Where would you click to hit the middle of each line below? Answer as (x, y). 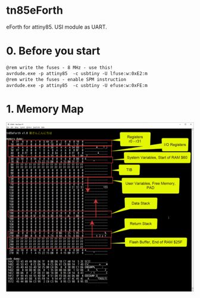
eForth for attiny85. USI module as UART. (57, 27)
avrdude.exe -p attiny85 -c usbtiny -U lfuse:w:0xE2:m (77, 73)
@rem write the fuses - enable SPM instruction (66, 79)
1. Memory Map (45, 109)
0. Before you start (53, 51)
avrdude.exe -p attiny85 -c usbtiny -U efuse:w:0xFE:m (77, 85)
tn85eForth (35, 10)
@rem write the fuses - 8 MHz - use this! (60, 67)
